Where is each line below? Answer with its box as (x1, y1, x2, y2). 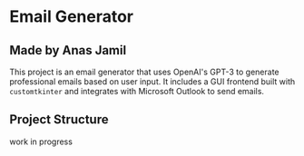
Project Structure (9, 112, 109, 128)
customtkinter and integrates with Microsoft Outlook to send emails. (9, 86, 265, 96)
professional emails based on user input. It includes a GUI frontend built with (9, 76, 296, 87)
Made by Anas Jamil (9, 43, 127, 58)
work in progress (9, 136, 73, 147)
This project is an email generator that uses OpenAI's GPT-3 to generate (9, 66, 279, 77)
